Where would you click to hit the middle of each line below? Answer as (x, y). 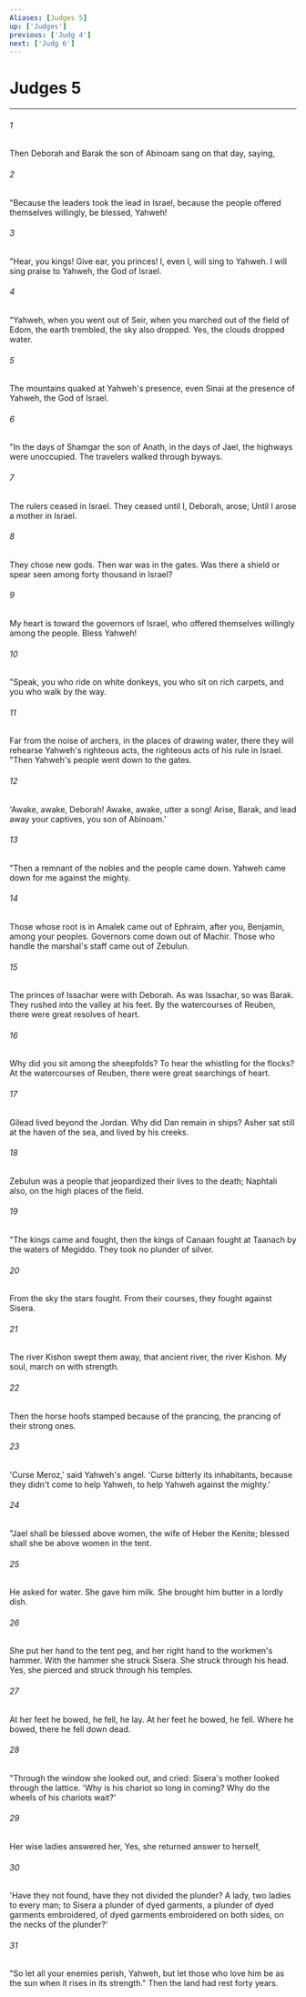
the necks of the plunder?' (59, 1925)
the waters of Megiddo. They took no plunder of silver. (112, 1249)
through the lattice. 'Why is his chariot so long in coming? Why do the (140, 1788)
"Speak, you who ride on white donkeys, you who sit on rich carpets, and (147, 682)
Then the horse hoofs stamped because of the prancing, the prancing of (145, 1416)
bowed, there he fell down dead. (70, 1729)
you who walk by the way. (58, 692)
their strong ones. (43, 1425)
